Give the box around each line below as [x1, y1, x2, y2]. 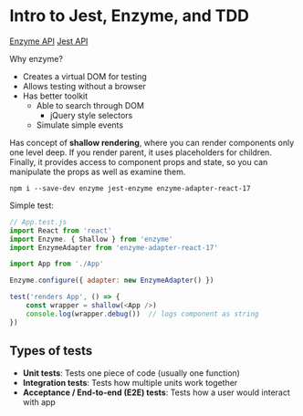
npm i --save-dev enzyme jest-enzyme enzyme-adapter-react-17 [9, 183, 251, 192]
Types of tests [9, 343, 93, 359]
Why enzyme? [9, 53, 64, 64]
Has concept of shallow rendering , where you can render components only [9, 137, 295, 148]
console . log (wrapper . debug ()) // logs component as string [26, 309, 259, 318]
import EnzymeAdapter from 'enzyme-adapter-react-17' [9, 243, 219, 252]
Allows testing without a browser [22, 80, 146, 91]
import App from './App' [9, 259, 104, 269]
